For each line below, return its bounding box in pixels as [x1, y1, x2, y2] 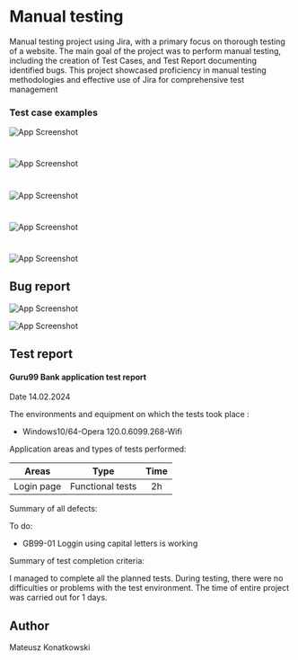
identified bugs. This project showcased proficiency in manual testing [9, 65, 267, 76]
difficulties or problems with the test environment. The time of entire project [9, 583, 290, 593]
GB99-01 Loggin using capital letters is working [22, 538, 198, 549]
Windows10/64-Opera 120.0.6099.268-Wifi [22, 426, 182, 437]
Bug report [9, 279, 71, 294]
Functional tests [70, 480, 137, 493]
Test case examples [9, 106, 99, 119]
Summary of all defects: [9, 504, 98, 514]
